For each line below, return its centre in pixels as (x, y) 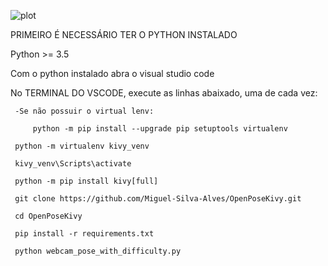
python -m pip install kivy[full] (86, 181)
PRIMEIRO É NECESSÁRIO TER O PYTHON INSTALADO (124, 34)
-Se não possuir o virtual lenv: (84, 111)
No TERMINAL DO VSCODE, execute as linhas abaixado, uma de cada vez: (164, 93)
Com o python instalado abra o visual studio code (112, 73)
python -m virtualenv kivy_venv (82, 146)
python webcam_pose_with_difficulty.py (98, 251)
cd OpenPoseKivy (48, 216)
